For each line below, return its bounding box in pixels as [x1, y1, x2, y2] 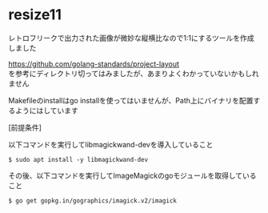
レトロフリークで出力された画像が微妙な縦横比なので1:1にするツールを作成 [8, 33, 254, 42]
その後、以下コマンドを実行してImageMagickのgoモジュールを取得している [8, 171, 257, 180]
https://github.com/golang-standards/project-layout [8, 58, 180, 69]
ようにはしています [14, 106, 78, 115]
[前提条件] [8, 123, 42, 132]
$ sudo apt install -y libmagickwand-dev [8, 155, 149, 163]
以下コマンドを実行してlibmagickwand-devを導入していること [8, 139, 214, 149]
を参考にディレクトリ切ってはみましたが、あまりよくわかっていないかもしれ [8, 68, 260, 78]
